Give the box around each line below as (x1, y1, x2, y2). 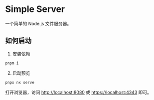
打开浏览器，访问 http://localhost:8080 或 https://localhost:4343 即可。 (5, 89, 152, 95)
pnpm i (5, 61, 19, 66)
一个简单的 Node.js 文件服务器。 (5, 20, 72, 26)
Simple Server (5, 3, 65, 15)
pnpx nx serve (5, 80, 35, 85)
